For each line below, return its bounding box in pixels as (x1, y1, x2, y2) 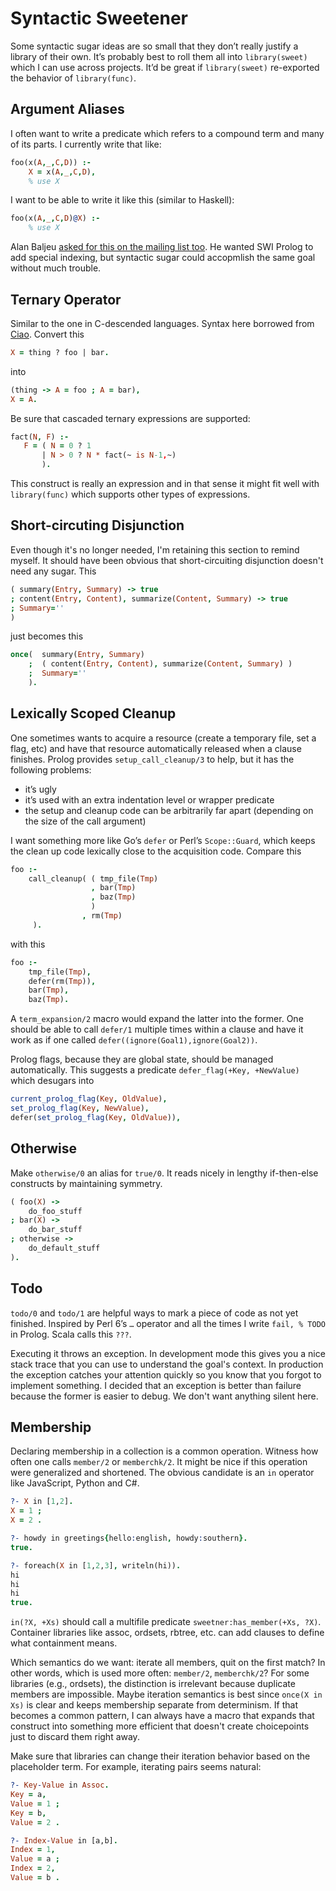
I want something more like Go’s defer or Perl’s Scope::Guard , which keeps (10, 834, 316, 846)
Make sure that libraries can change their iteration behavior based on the (10, 1750, 311, 1762)
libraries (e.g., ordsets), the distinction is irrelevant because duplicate (10, 1678, 296, 1690)
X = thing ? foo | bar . (10, 347, 110, 357)
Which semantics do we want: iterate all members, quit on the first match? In (10, 1657, 326, 1669)
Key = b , (10, 1808, 47, 1818)
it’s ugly (24, 783, 57, 795)
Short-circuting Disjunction (10, 517, 185, 534)
